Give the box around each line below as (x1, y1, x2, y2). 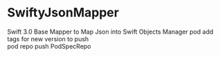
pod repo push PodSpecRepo (7, 42, 91, 50)
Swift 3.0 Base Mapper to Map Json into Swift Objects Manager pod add (7, 27, 214, 36)
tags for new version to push (7, 34, 89, 43)
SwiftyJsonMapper (7, 5, 120, 21)
